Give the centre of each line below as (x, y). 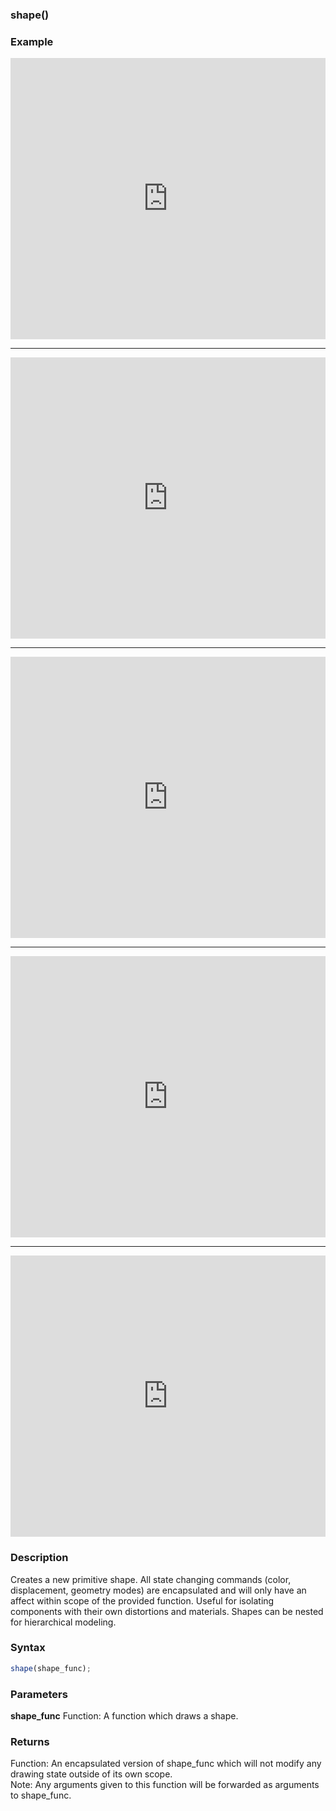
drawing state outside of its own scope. (91, 1774)
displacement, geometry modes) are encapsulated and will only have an (158, 1590)
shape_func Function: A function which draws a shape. (124, 1715)
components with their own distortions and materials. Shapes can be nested (167, 1611)
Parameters (39, 1694)
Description (39, 1558)
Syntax (28, 1648)
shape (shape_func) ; (51, 1668)
